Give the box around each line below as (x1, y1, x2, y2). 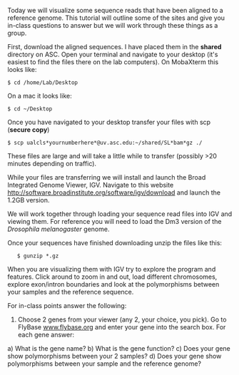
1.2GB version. (7, 196, 50, 204)
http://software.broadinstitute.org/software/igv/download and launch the (7, 188, 221, 197)
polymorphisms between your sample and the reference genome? (7, 359, 202, 368)
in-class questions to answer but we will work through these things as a (7, 21, 218, 29)
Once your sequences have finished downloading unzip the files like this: (7, 239, 223, 247)
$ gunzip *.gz (16, 252, 59, 260)
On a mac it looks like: (7, 92, 73, 100)
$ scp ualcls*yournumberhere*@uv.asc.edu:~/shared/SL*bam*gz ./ (7, 139, 203, 146)
